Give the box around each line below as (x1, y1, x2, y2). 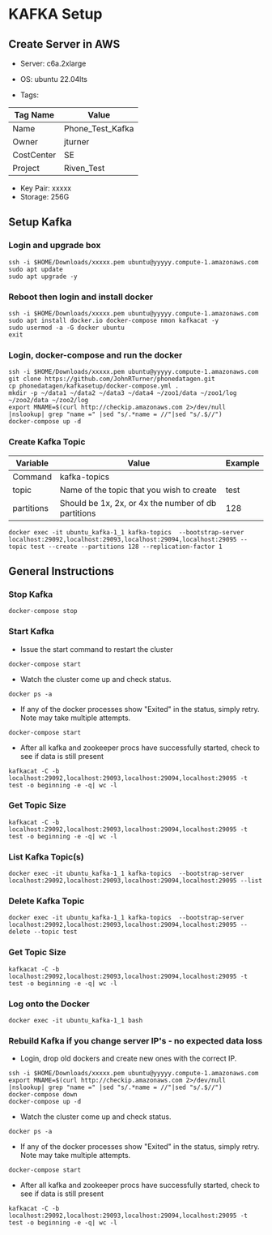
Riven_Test (63, 163, 105, 174)
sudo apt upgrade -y (8, 272, 79, 281)
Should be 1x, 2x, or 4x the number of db (59, 497, 217, 508)
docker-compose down (8, 1091, 79, 1099)
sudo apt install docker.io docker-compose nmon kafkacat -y (8, 316, 219, 324)
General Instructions (8, 564, 115, 578)
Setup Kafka (8, 216, 73, 229)
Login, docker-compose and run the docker (8, 349, 183, 361)
